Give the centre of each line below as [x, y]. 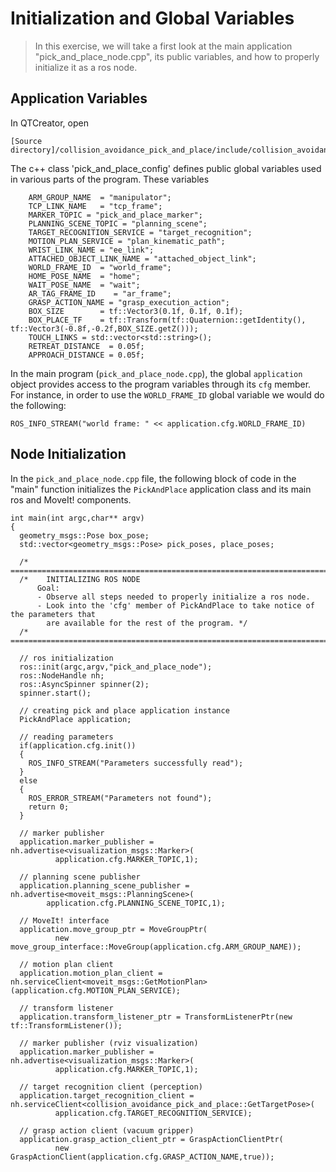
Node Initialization [68, 454]
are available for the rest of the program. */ [147, 623]
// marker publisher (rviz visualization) [109, 1043]
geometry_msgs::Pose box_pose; [84, 535]
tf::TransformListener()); [66, 1025]
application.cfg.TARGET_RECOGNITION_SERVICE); [153, 1113]
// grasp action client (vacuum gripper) [107, 1130]
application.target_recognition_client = [107, 1095]
